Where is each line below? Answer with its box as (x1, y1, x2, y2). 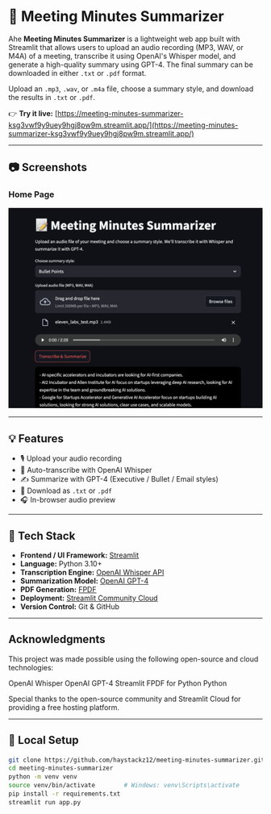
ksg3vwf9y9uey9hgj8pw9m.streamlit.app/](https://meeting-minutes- (8, 120, 239, 130)
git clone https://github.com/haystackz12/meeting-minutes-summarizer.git (8, 756, 265, 764)
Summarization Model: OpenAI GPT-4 (19, 576, 149, 586)
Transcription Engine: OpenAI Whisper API (19, 567, 165, 577)
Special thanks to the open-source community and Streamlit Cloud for (8, 694, 241, 703)
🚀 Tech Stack (8, 528, 76, 543)
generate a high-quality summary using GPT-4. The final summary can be (8, 60, 254, 69)
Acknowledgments (8, 632, 106, 646)
